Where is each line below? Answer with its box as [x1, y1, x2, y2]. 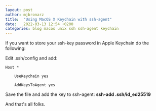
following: [5, 45, 26, 51]
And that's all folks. [5, 101, 46, 107]
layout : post [5, 7, 33, 13]
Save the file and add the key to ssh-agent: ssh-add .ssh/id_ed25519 [5, 91, 151, 97]
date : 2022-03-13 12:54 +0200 [5, 21, 73, 27]
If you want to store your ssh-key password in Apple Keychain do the [5, 40, 149, 46]
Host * [5, 65, 19, 70]
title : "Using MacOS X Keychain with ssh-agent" [5, 17, 112, 22]
